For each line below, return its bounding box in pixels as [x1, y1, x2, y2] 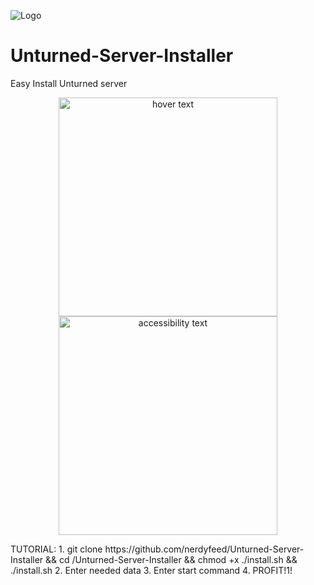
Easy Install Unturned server [10, 77, 128, 89]
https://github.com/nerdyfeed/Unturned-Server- [104, 543, 305, 555]
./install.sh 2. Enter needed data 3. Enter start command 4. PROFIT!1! [10, 564, 293, 576]
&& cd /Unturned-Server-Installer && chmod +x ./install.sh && [45, 553, 298, 565]
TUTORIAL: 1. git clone [10, 543, 103, 555]
